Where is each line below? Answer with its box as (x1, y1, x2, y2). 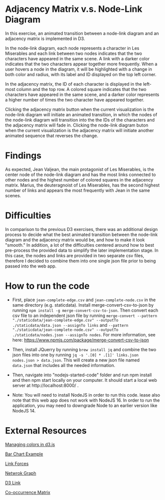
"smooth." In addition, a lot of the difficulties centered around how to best (5, 242, 154, 248)
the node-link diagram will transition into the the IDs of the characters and (5, 117, 155, 123)
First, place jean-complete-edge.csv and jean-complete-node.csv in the (12, 297, 156, 303)
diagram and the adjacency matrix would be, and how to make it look (5, 236, 145, 243)
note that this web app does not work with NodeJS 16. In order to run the (12, 397, 160, 403)
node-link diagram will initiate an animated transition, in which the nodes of (5, 111, 158, 117)
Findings (5, 150, 42, 161)
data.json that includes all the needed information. (12, 362, 116, 368)
